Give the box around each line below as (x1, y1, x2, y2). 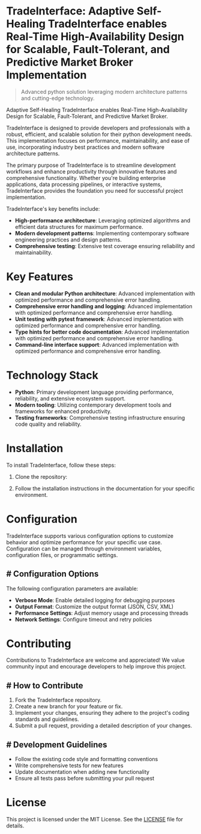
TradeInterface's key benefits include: (6, 205, 100, 212)
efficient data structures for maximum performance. (14, 223, 144, 230)
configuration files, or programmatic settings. (6, 551, 118, 558)
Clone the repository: (14, 473, 68, 480)
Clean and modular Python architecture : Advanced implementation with (14, 290, 196, 297)
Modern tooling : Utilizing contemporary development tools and (14, 401, 172, 408)
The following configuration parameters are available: (6, 585, 139, 592)
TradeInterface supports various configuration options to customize (6, 532, 174, 540)
